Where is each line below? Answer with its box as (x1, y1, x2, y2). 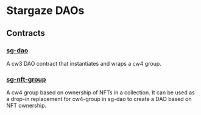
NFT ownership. (6, 102, 47, 110)
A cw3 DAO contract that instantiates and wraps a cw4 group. (6, 60, 161, 67)
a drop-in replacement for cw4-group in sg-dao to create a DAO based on (6, 96, 192, 103)
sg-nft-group (6, 75, 46, 83)
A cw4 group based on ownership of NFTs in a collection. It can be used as (6, 89, 195, 96)
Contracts (6, 28, 46, 38)
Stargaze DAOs (6, 4, 85, 18)
